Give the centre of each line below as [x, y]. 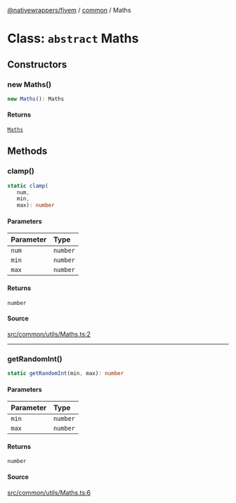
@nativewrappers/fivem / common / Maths [69, 10]
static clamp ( [28, 185]
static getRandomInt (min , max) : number [66, 374]
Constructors [37, 64]
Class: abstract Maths [73, 39]
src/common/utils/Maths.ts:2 [49, 334]
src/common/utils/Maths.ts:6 [49, 492]
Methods [27, 151]
